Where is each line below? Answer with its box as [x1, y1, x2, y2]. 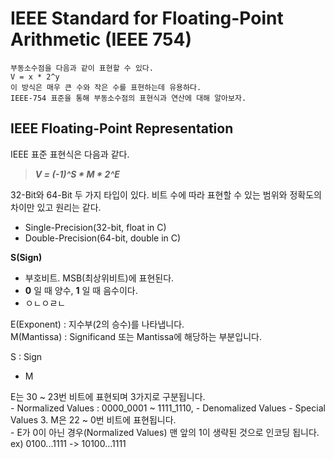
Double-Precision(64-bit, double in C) [24, 232, 182, 244]
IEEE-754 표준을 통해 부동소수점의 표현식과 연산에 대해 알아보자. [10, 93, 247, 103]
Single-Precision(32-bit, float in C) [24, 221, 167, 233]
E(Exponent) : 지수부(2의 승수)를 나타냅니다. [10, 318, 185, 330]
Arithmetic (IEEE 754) [10, 28, 192, 51]
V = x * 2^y [10, 72, 60, 82]
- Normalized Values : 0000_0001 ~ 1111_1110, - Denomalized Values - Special [10, 402, 326, 414]
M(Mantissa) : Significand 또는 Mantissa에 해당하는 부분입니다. [10, 330, 262, 342]
